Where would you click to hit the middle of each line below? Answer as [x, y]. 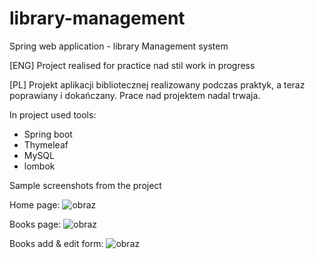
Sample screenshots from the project [85, 185]
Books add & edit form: [56, 243]
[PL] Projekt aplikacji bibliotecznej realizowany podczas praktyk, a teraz [157, 84]
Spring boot [48, 134]
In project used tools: [53, 114]
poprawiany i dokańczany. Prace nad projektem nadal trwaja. [135, 95]
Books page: [35, 224]
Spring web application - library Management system [119, 46]
